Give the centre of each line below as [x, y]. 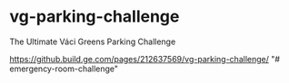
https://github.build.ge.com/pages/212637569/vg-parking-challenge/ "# [144, 59]
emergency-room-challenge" [64, 69]
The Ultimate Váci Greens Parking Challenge [93, 41]
